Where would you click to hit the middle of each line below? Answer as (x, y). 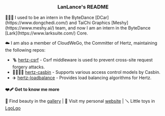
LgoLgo (13, 108)
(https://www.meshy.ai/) (30, 28)
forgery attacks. (29, 67)
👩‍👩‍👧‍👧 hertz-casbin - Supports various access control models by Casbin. (86, 72)
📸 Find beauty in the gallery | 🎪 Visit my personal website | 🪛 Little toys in (80, 101)
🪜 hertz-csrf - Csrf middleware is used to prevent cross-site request (82, 60)
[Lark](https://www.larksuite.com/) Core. (46, 33)
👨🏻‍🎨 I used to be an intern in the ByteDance (50, 18)
